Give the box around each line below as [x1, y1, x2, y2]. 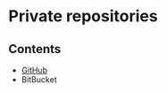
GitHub [21, 65, 48, 75]
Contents [8, 42, 62, 57]
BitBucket [21, 74, 57, 85]
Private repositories [8, 6, 158, 27]
